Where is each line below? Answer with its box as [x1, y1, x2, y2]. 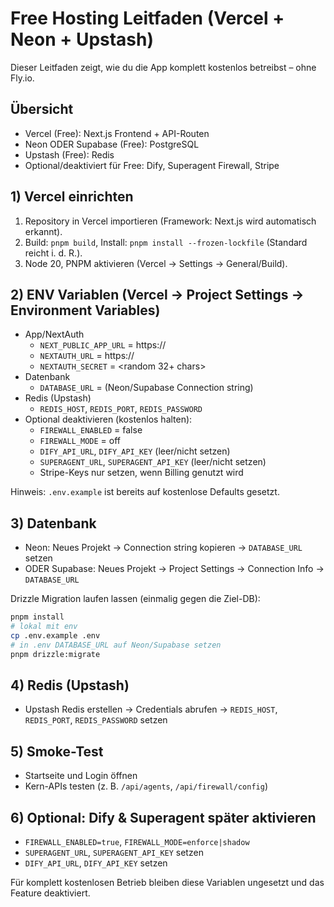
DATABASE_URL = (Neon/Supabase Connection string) [39, 382, 254, 394]
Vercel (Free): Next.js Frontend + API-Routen [24, 127, 210, 139]
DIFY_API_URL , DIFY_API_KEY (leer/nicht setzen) [39, 445, 231, 457]
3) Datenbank [10, 515, 97, 532]
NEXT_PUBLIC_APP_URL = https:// [39, 339, 167, 351]
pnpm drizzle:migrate [10, 649, 101, 659]
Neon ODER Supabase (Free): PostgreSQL [24, 138, 200, 150]
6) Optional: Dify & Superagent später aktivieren [10, 809, 317, 826]
